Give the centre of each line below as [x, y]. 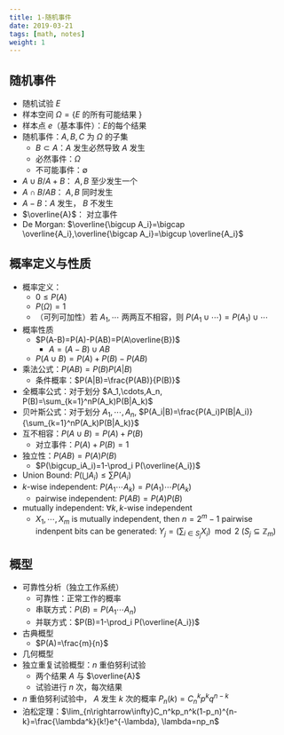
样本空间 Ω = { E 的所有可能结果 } [82, 115]
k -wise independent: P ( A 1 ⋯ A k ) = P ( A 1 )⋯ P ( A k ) [107, 488]
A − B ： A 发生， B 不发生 [67, 203]
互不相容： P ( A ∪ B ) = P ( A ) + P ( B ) [83, 434]
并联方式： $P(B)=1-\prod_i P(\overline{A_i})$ [117, 622]
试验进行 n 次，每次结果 [79, 687]
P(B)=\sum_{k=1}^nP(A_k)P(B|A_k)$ [87, 401]
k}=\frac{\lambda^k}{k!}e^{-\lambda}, [91, 721]
